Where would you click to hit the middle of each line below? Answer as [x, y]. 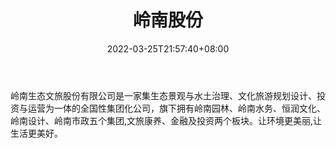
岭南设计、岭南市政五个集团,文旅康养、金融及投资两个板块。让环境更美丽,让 [166, 120]
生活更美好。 [36, 133]
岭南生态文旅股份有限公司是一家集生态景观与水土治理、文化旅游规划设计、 [163, 95]
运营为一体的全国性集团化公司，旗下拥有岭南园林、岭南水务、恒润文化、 [176, 108]
